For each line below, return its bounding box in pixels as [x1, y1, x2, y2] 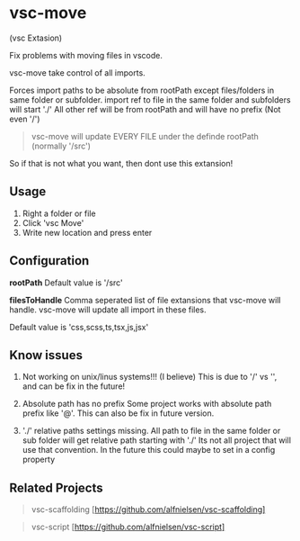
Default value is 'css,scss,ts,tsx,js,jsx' [9, 321, 149, 332]
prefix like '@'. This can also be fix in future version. [22, 408, 215, 419]
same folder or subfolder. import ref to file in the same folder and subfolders [9, 94, 291, 105]
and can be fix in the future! [22, 381, 126, 392]
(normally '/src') [31, 140, 92, 151]
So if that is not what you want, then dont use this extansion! [9, 158, 234, 168]
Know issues [9, 347, 84, 363]
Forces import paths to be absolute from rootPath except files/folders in [9, 85, 275, 95]
